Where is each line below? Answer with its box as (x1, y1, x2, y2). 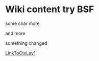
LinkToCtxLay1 (5, 50, 36, 56)
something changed (5, 40, 47, 46)
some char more (5, 20, 40, 26)
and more (5, 30, 26, 36)
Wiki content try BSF (5, 4, 94, 15)
